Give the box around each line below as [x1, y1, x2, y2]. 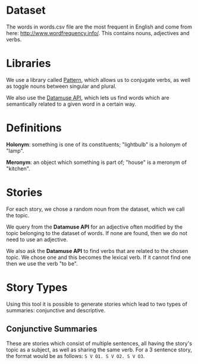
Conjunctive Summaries [6, 324, 98, 334]
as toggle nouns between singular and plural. [6, 83, 117, 90]
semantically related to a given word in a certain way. [6, 100, 137, 107]
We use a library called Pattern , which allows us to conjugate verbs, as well [6, 76, 190, 83]
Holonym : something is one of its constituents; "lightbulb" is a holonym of [6, 141, 187, 148]
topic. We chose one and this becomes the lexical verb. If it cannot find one [6, 254, 191, 261]
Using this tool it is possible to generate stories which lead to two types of [6, 300, 187, 308]
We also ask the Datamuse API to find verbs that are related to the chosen [6, 247, 188, 254]
